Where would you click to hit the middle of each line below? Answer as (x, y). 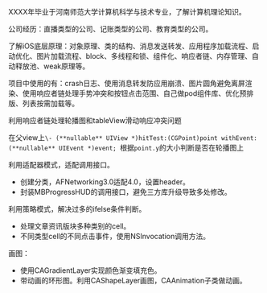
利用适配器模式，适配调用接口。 (61, 165)
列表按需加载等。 (50, 103)
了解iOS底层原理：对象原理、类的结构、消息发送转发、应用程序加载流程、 (131, 46)
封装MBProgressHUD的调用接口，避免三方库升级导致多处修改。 (125, 192)
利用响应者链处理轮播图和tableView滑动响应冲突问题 (95, 120)
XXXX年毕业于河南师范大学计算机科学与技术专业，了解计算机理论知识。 (127, 12)
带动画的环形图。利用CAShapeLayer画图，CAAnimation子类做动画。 (133, 281)
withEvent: (239, 138)
